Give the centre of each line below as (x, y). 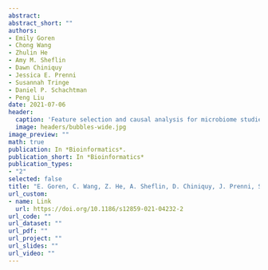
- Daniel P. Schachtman (48, 90)
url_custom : (28, 194)
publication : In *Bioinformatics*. (67, 149)
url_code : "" (30, 216)
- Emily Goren (32, 38)
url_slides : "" (33, 246)
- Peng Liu (26, 97)
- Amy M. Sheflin (37, 61)
